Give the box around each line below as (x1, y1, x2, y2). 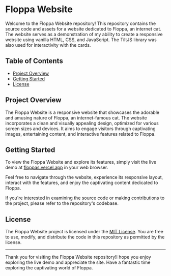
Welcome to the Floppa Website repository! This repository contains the (5, 20, 156, 26)
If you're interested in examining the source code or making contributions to (5, 195, 165, 201)
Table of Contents (5, 57, 64, 66)
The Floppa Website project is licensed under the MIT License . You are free (5, 229, 164, 235)
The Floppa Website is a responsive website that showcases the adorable (5, 109, 159, 115)
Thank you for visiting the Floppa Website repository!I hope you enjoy (5, 254, 151, 260)
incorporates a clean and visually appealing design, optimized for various (5, 120, 159, 126)
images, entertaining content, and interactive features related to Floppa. (5, 131, 156, 137)
